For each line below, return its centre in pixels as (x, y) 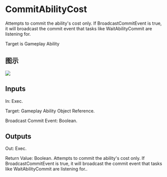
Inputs (16, 89)
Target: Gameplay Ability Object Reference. (50, 111)
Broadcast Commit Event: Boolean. (41, 121)
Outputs (18, 136)
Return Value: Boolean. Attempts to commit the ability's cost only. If (75, 158)
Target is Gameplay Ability (32, 43)
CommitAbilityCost (46, 9)
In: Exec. (14, 101)
